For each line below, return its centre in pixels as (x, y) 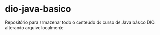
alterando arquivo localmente (34, 27)
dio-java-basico (38, 9)
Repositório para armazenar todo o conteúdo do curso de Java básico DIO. (80, 22)
